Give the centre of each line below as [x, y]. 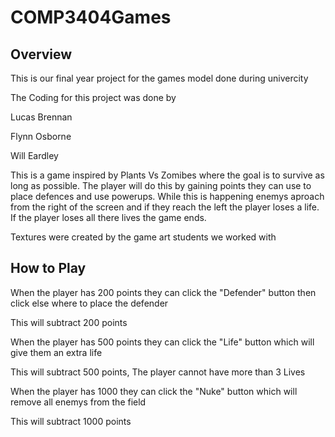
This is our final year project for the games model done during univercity [159, 78]
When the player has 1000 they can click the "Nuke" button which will [154, 391]
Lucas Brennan [41, 117]
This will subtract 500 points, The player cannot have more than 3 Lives [158, 372]
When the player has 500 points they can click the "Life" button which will [162, 342]
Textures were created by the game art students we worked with [143, 237]
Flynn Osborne [41, 136]
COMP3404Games [91, 17]
